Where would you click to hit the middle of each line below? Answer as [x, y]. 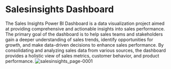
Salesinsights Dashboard [59, 9]
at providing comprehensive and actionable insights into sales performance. [85, 28]
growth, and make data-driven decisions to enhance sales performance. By [85, 45]
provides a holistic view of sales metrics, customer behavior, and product [82, 56]
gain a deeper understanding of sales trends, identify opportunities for [79, 40]
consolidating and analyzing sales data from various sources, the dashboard [86, 50]
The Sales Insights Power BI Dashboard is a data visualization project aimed [85, 23]
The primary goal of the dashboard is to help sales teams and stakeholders [84, 34]
